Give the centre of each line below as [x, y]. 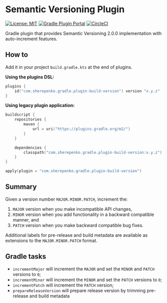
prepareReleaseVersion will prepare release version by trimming [79, 290]
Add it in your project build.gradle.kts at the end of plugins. [69, 67]
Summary [21, 187]
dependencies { [30, 148]
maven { [31, 124]
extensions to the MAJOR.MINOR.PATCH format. [52, 240]
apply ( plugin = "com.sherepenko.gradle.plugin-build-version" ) [74, 171]
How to [17, 55]
